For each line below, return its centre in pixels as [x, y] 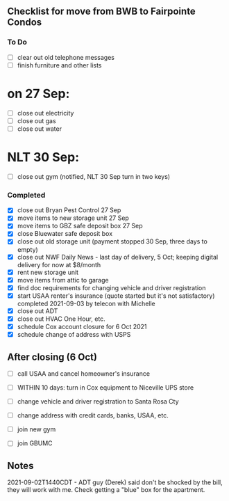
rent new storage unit [48, 272]
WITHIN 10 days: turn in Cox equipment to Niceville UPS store [105, 387]
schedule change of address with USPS [74, 335]
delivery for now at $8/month [59, 264]
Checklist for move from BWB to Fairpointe [101, 11]
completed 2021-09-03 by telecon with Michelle [86, 303]
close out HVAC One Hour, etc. [61, 319]
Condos [25, 23]
